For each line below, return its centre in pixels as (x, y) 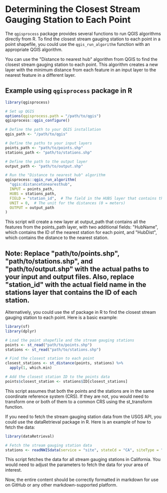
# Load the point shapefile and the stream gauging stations (70, 340)
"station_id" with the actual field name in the (76, 285)
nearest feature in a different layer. (41, 75)
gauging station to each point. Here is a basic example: (61, 317)
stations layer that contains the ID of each (71, 292)
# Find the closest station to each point (50, 359)
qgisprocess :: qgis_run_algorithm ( (41, 180)
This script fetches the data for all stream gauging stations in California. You (83, 460)
